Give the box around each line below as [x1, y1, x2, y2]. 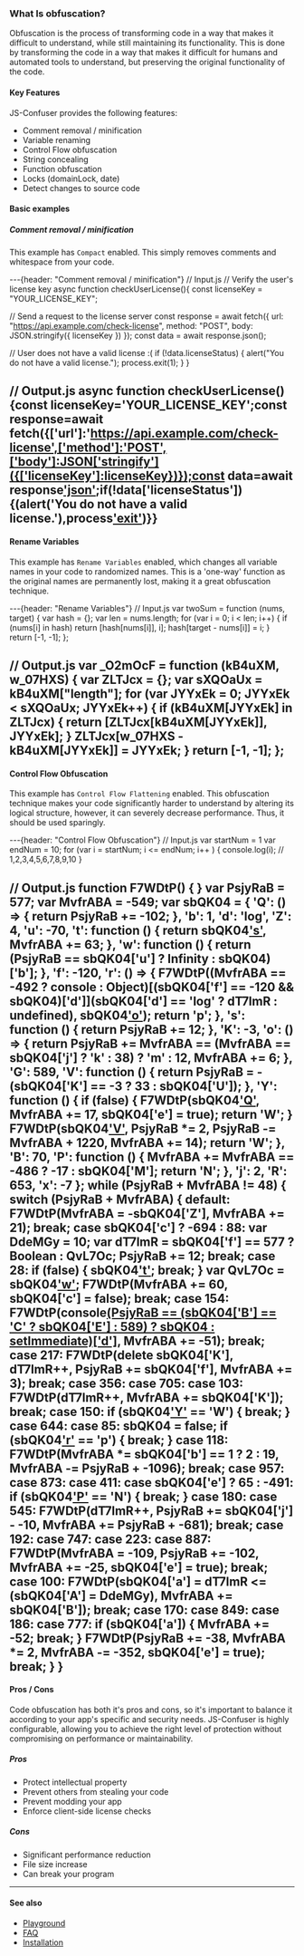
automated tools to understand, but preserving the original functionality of [9, 57, 286, 68]
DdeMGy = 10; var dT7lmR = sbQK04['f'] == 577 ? [9, 1234, 295, 1249]
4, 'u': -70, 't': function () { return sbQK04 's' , [9, 922, 267, 938]
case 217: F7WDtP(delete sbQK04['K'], [9, 1347, 233, 1363]
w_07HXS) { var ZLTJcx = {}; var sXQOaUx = [9, 672, 263, 688]
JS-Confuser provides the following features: [9, 107, 178, 118]
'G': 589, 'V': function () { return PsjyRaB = [9, 1064, 255, 1080]
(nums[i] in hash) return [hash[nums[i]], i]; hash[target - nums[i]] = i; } [9, 621, 271, 632]
